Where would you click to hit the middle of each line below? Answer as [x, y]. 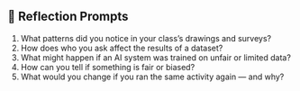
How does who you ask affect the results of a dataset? [122, 48]
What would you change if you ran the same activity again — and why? [152, 77]
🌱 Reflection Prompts [68, 17]
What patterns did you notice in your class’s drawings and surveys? [145, 38]
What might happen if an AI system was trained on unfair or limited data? [155, 57]
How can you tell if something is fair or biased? [108, 67]
